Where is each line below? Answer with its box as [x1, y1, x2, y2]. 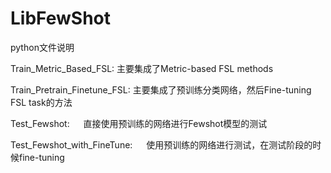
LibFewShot [10, 7, 111, 30]
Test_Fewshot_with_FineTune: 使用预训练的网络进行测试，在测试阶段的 [10, 138, 313, 151]
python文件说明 [10, 41, 75, 53]
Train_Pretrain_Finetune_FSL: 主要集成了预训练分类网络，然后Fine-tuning [10, 83, 312, 96]
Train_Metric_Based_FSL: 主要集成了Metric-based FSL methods [10, 62, 274, 74]
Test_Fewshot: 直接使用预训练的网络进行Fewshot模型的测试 [10, 117, 268, 129]
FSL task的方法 [10, 96, 73, 108]
